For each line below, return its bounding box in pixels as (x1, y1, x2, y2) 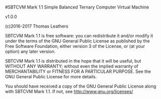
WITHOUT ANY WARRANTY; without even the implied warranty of (5, 64, 138, 69)
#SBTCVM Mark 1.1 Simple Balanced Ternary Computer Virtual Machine (5, 4, 149, 10)
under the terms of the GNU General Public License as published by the (5, 38, 150, 44)
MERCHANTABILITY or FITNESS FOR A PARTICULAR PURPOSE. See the (5, 68, 151, 74)
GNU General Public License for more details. (5, 74, 97, 79)
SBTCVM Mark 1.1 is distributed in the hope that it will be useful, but (5, 58, 141, 64)
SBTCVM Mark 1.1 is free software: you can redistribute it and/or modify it (5, 33, 153, 38)
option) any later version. (5, 49, 55, 54)
